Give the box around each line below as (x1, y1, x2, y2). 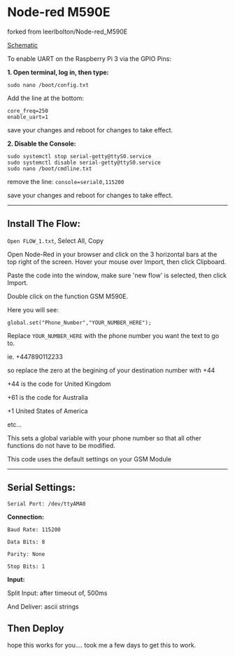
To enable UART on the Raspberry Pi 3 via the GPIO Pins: (7, 54, 171, 63)
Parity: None (7, 550, 45, 557)
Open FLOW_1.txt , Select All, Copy (7, 236, 104, 245)
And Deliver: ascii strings (7, 602, 79, 610)
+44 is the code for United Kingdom (7, 379, 111, 388)
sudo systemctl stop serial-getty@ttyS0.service (7, 153, 152, 160)
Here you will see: (7, 305, 59, 314)
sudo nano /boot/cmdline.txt (7, 165, 92, 172)
